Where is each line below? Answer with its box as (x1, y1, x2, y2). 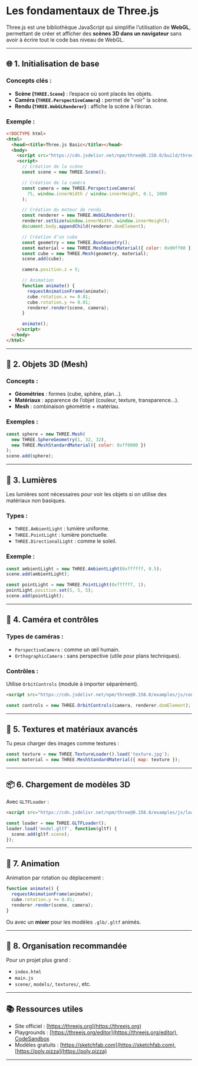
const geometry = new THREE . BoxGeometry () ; (21, 239, 131, 246)
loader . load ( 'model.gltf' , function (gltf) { (6, 826, 117, 832)
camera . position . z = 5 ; (21, 267, 81, 273)
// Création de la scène (21, 164, 83, 169)
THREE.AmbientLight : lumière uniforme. (14, 525, 110, 532)
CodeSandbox (14, 1035, 50, 1042)
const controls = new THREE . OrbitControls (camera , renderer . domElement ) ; (6, 702, 192, 708)
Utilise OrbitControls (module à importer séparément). (6, 680, 139, 687)
